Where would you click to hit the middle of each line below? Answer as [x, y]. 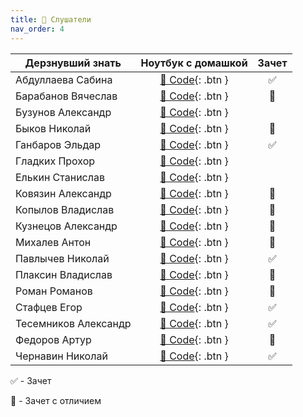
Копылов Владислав [65, 209]
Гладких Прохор [55, 161]
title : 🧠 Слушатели [51, 19]
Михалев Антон [53, 242]
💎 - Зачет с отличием [56, 400]
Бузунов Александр [63, 112]
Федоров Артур [53, 339]
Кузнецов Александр [66, 226]
